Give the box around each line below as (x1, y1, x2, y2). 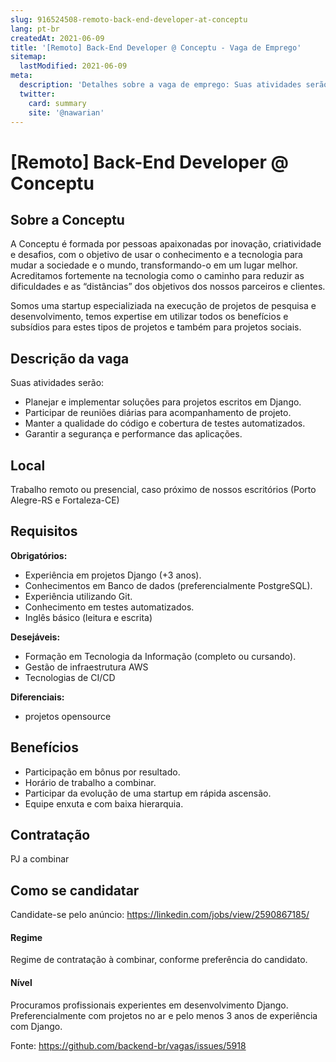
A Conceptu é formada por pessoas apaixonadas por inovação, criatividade (10, 238, 322, 250)
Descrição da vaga (10, 350, 130, 367)
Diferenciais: (10, 691, 65, 703)
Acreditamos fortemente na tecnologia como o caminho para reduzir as (10, 270, 305, 282)
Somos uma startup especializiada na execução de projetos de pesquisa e (10, 300, 317, 312)
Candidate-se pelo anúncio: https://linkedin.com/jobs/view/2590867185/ (10, 909, 310, 921)
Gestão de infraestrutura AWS (24, 661, 149, 673)
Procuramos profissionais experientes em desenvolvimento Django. (10, 999, 289, 1011)
